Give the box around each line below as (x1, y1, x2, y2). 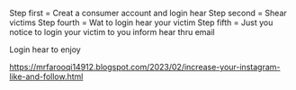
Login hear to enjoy (9, 44, 81, 55)
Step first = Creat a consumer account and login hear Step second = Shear (9, 8, 288, 18)
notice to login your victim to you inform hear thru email (9, 27, 215, 37)
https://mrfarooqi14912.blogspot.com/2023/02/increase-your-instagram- (9, 62, 281, 72)
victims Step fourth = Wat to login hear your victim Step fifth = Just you (9, 17, 274, 28)
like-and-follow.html (9, 71, 84, 82)
